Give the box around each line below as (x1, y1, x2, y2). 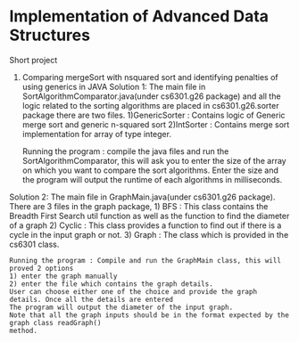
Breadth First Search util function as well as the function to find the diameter (9, 210, 290, 221)
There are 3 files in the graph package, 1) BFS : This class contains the (9, 200, 269, 211)
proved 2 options (9, 264, 74, 273)
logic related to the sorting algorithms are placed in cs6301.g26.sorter (21, 100, 279, 110)
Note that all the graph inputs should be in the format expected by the (9, 310, 290, 320)
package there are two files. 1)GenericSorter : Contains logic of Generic (21, 110, 286, 120)
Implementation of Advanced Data (9, 6, 270, 27)
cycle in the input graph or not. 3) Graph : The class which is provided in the (9, 229, 289, 240)
